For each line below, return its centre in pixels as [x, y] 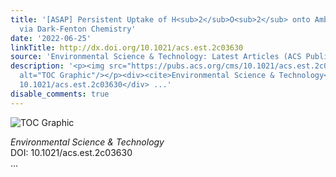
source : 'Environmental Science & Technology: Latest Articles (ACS [156, 57]
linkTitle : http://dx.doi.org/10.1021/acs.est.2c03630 [127, 47]
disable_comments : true [60, 94]
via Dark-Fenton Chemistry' [78, 29]
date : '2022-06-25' [51, 38]
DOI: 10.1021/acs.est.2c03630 [71, 152]
